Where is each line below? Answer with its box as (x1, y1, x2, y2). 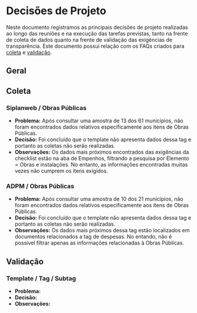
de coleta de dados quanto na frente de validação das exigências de (6, 36, 173, 43)
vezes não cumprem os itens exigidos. (14, 167, 108, 175)
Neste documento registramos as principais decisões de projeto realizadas (6, 24, 188, 31)
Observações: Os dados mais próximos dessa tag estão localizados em (14, 227, 190, 234)
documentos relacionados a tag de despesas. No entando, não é (14, 233, 172, 240)
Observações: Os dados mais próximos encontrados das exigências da (14, 149, 189, 156)
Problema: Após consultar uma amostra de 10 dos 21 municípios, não (14, 195, 184, 203)
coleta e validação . (6, 48, 52, 56)
